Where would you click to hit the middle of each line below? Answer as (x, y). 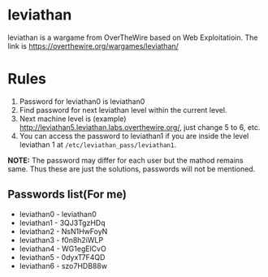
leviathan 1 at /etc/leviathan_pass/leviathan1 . (97, 145)
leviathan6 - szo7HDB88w (63, 266)
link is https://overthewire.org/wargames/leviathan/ (93, 45)
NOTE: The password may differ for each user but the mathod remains (126, 160)
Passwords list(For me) (67, 195)
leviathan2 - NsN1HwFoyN (63, 231)
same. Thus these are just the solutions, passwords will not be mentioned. (132, 169)
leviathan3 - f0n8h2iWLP (61, 240)
